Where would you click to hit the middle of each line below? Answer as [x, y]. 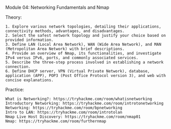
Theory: [14, 17]
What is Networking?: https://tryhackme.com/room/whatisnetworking [79, 99]
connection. [18, 67]
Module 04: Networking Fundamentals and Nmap [57, 7]
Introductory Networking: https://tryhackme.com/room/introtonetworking [84, 104]
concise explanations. [29, 80]
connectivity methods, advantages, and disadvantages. [65, 31]
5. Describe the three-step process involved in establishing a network [84, 62]
